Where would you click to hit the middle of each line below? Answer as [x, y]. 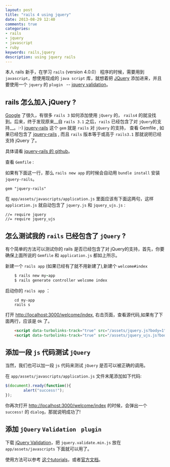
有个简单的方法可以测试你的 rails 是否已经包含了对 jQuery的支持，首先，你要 [85, 249]
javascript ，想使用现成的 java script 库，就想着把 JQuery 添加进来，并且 [83, 78]
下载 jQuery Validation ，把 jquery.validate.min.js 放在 [63, 442]
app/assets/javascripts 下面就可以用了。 [49, 449]
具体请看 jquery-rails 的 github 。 [39, 151]
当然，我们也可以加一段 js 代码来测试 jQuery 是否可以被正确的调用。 [77, 365]
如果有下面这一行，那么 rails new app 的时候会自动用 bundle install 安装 [83, 173]
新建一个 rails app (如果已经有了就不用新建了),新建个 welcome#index [76, 266]
